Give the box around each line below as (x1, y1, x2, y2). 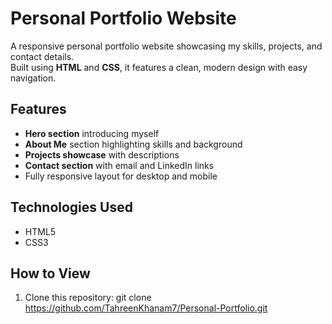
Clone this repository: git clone (24, 292, 152, 304)
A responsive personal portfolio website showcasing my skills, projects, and (10, 40, 323, 52)
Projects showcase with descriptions (24, 148, 180, 161)
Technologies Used (10, 199, 133, 216)
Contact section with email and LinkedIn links (24, 159, 215, 171)
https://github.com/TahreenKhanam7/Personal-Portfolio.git (24, 302, 268, 314)
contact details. (10, 50, 75, 62)
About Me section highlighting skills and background (24, 138, 243, 150)
